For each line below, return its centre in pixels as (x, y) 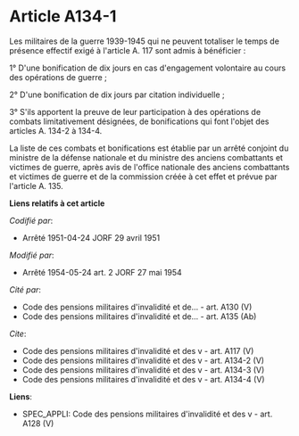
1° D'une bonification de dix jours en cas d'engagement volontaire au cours (148, 68)
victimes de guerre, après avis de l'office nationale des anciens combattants (149, 167)
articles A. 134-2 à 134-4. (56, 130)
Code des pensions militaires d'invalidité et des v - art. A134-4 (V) (143, 379)
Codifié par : (31, 220)
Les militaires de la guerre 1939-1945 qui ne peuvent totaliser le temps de (144, 41)
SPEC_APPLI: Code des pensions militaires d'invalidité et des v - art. (147, 414)
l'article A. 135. (37, 185)
